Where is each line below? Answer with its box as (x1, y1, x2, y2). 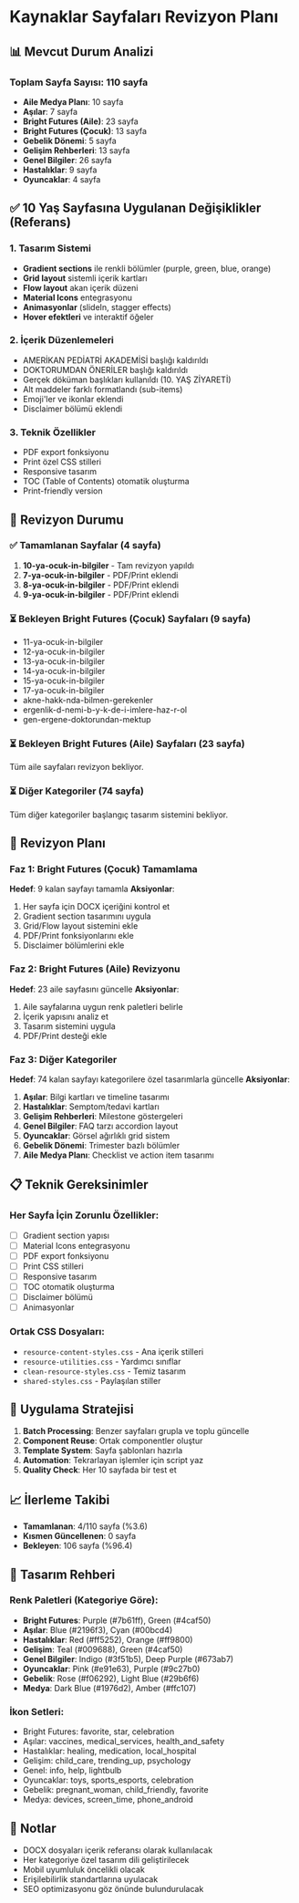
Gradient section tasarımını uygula (22, 910, 152, 922)
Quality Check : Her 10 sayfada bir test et (22, 1464, 178, 1475)
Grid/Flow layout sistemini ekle (22, 920, 139, 931)
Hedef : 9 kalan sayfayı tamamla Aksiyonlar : (9, 883, 175, 895)
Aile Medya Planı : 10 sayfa (22, 96, 124, 107)
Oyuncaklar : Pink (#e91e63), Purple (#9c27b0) (22, 1663, 201, 1674)
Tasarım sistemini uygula (22, 1020, 116, 1032)
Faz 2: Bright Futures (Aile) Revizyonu (9, 962, 180, 975)
